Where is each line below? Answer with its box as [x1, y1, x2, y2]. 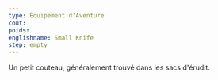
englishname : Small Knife [8, 33, 94, 42]
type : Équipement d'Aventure [8, 11, 105, 20]
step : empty [8, 41, 48, 49]
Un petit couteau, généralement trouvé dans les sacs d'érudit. [8, 63, 210, 72]
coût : [8, 19, 26, 27]
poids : [8, 26, 30, 34]
